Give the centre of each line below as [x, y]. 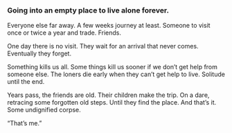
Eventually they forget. [39, 53]
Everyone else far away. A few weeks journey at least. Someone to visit [109, 26]
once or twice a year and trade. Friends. [64, 33]
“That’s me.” [25, 123]
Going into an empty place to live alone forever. [88, 10]
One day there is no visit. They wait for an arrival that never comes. [103, 46]
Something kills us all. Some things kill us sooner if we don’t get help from [113, 67]
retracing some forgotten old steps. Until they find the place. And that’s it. [112, 103]
